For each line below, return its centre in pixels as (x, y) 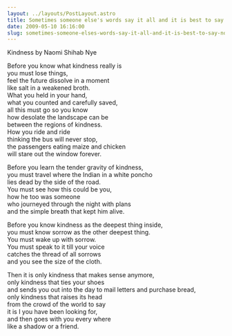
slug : (15, 33)
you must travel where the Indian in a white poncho (80, 175)
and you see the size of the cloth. (55, 262)
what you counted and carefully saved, (62, 103)
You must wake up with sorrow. (52, 240)
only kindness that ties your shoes (56, 282)
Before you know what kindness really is (65, 66)
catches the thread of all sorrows (54, 254)
